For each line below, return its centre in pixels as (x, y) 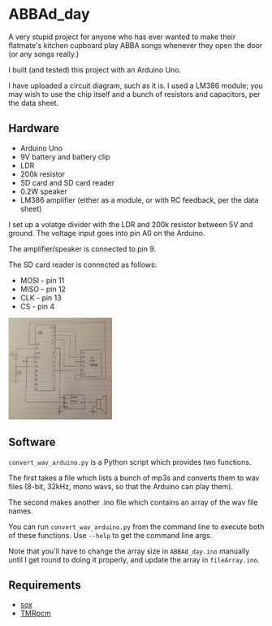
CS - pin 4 (37, 306)
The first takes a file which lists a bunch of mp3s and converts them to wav (134, 478)
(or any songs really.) (44, 54)
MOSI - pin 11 (42, 280)
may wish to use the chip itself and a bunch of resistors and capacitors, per (134, 94)
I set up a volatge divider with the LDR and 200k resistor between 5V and (131, 224)
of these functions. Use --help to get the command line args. (110, 535)
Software (32, 442)
